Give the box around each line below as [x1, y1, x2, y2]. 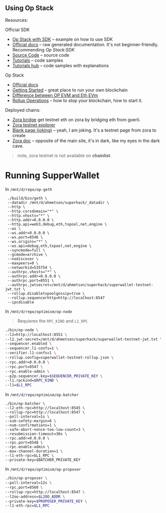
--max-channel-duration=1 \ [5, 449, 63, 454]
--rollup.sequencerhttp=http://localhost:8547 [7, 295, 105, 300]
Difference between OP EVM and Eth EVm [12, 92, 98, 98]
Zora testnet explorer [12, 122, 55, 128]
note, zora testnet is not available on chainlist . [17, 152, 112, 158]
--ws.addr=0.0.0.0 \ [7, 230, 50, 235]
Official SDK [5, 27, 30, 33]
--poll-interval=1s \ [5, 414, 50, 420]
